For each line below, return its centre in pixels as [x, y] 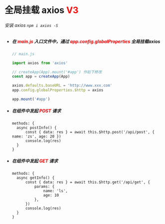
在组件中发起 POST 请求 [36, 111]
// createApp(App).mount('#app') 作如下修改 [57, 72]
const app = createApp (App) [41, 77]
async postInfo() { [37, 127]
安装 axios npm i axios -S [31, 25]
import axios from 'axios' [40, 63]
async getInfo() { [36, 178]
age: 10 [51, 195]
